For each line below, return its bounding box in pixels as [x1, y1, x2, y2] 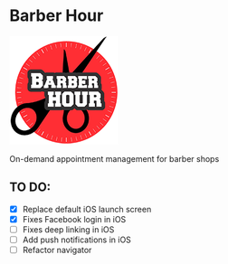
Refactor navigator [22, 245, 92, 255]
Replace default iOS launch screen [22, 203, 152, 214]
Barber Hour [9, 5, 104, 26]
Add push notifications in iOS [22, 234, 131, 245]
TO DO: [9, 180, 52, 195]
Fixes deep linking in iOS [22, 223, 115, 235]
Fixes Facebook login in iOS [22, 213, 127, 224]
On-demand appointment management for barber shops [9, 153, 220, 164]
